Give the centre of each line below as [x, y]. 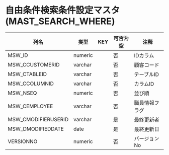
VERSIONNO [23, 141]
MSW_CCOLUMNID [31, 84]
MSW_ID [18, 55]
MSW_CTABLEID [27, 74]
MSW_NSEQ [22, 93]
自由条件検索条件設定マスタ [63, 10]
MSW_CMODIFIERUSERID [38, 119]
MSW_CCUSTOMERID [34, 64]
